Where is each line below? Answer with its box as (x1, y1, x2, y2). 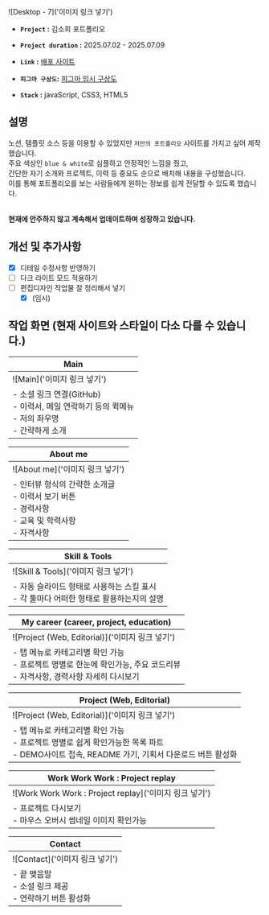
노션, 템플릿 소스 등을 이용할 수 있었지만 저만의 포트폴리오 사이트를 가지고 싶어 (8, 138, 247, 147)
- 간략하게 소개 (12, 425, 67, 436)
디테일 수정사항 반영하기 (19, 262, 96, 272)
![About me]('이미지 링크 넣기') (12, 464, 125, 475)
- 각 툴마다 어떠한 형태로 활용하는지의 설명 (12, 592, 165, 604)
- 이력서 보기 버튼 (12, 490, 76, 501)
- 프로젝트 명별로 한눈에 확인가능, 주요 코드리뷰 (12, 658, 181, 670)
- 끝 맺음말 (12, 868, 52, 880)
